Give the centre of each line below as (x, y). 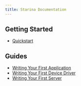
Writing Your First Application (42, 68)
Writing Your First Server (37, 78)
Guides (16, 56)
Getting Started (29, 29)
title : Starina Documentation (36, 9)
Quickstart (22, 41)
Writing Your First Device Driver (44, 73)
